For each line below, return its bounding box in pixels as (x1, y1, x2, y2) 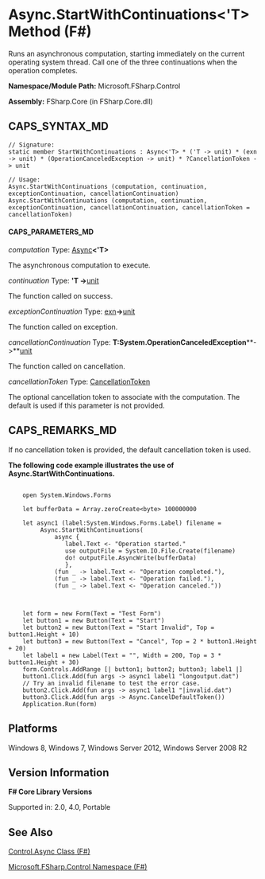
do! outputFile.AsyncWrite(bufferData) (64, 553, 197, 562)
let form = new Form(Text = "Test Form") (22, 609, 161, 618)
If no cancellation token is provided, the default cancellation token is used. (8, 444, 252, 455)
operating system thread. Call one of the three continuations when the (8, 57, 238, 67)
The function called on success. (8, 291, 113, 300)
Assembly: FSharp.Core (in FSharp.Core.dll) (8, 96, 153, 106)
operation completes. (8, 65, 78, 75)
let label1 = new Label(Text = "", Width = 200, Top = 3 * (22, 651, 222, 659)
